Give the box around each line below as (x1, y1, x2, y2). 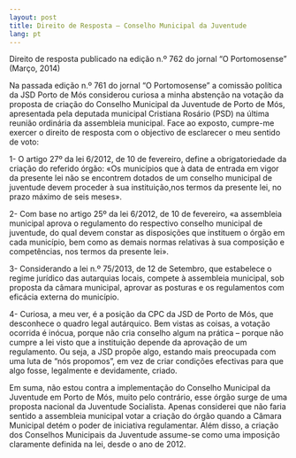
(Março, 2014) (9, 63, 61, 74)
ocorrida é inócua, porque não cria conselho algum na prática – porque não (9, 328, 285, 338)
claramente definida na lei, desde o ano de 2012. (9, 439, 186, 450)
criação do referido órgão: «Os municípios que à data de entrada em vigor (9, 163, 280, 174)
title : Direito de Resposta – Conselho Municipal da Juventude (9, 21, 247, 30)
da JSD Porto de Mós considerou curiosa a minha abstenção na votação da (9, 89, 285, 100)
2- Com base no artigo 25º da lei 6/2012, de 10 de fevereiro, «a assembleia (9, 209, 283, 220)
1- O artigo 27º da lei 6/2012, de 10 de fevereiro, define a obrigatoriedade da (9, 154, 287, 165)
